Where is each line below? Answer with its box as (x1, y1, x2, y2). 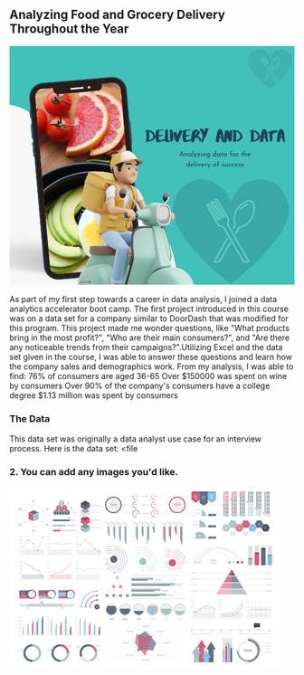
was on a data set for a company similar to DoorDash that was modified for (9, 313, 290, 324)
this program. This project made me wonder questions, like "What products (9, 323, 290, 334)
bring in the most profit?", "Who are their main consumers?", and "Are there (9, 332, 290, 343)
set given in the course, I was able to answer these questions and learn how (9, 352, 292, 363)
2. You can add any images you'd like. (9, 465, 179, 478)
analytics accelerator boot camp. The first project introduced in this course (9, 303, 290, 315)
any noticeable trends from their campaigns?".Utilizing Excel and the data (9, 342, 283, 353)
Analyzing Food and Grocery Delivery (9, 7, 226, 23)
